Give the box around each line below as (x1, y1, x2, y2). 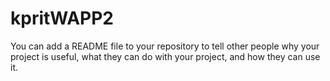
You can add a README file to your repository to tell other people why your (10, 40, 320, 52)
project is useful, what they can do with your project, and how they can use (10, 50, 321, 62)
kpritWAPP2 (10, 7, 115, 30)
